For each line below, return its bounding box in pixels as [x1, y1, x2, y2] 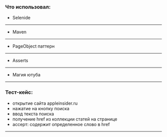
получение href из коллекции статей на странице [12, 116, 118, 122]
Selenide [12, 15, 31, 21]
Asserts [12, 58, 28, 64]
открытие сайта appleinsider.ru [12, 100, 78, 106]
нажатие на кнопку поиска [12, 105, 70, 111]
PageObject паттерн [12, 43, 55, 49]
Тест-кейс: [5, 89, 33, 96]
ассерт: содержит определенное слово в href [12, 121, 110, 127]
